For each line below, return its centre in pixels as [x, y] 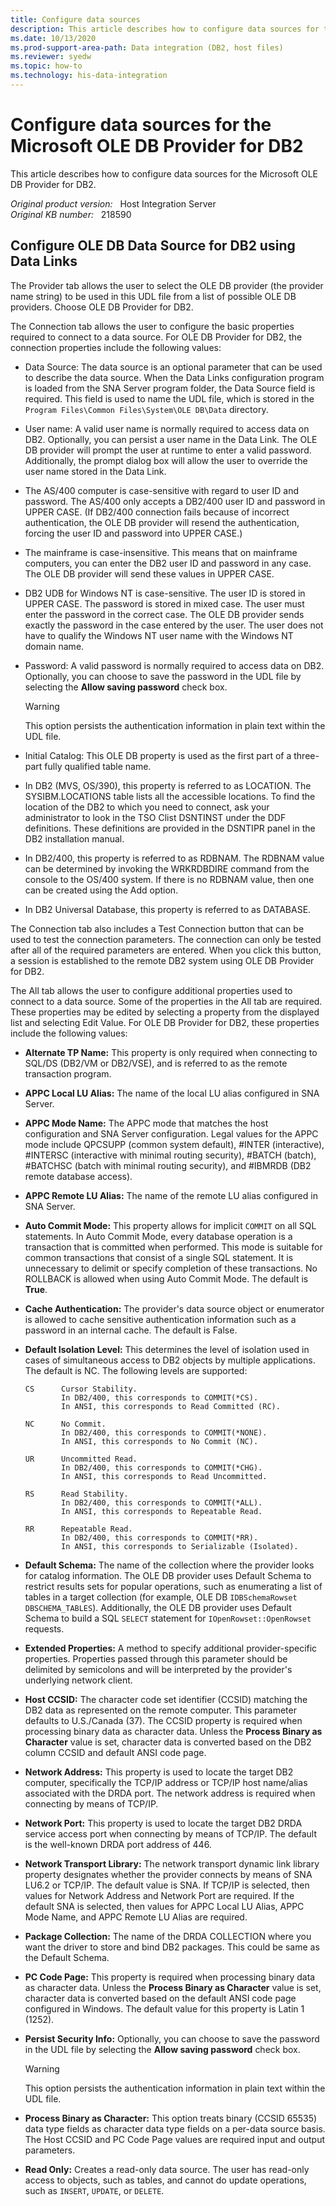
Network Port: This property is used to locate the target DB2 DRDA [163, 1823]
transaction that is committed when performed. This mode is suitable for [173, 1247]
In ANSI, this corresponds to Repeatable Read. [162, 1511]
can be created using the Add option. [101, 890]
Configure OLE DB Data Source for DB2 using [153, 246]
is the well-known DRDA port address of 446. [118, 1844]
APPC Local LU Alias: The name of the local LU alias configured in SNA [172, 1093]
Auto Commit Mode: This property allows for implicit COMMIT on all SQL [170, 1225]
